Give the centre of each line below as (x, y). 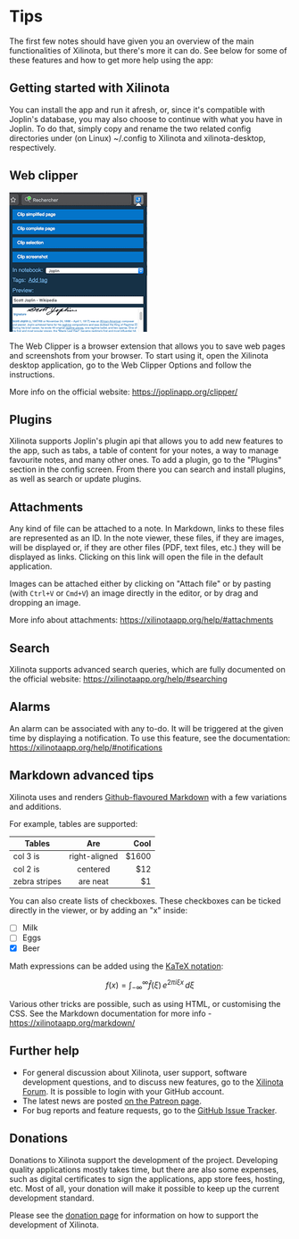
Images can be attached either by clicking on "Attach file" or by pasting (140, 584)
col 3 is (26, 856)
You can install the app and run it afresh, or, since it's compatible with (137, 110)
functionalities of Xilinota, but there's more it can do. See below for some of (148, 50)
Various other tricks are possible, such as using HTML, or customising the (145, 1004)
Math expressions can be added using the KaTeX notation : (116, 966)
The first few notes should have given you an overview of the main (132, 41)
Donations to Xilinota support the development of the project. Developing (144, 1160)
